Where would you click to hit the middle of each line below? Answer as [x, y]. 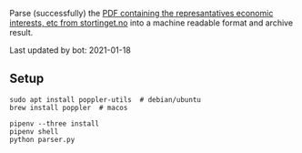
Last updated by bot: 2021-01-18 [70, 50]
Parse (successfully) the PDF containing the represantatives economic [141, 13]
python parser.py [42, 139]
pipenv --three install [55, 123]
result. [21, 32]
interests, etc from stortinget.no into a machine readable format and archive [151, 23]
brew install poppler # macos [69, 107]
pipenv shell [34, 131]
